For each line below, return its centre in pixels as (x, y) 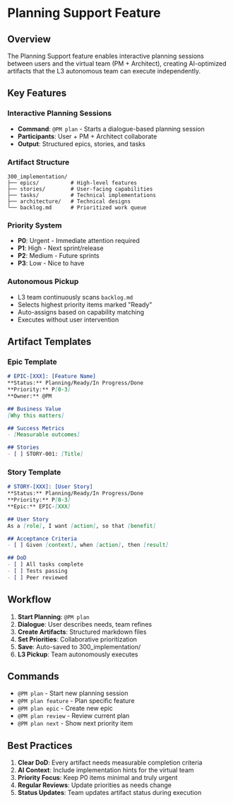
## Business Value (34, 409)
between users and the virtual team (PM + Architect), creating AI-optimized (117, 64)
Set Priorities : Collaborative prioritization (77, 639)
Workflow (29, 599)
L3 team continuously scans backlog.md (75, 297)
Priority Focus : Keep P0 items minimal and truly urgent (97, 778)
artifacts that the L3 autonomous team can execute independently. (104, 71)
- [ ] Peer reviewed (38, 577)
